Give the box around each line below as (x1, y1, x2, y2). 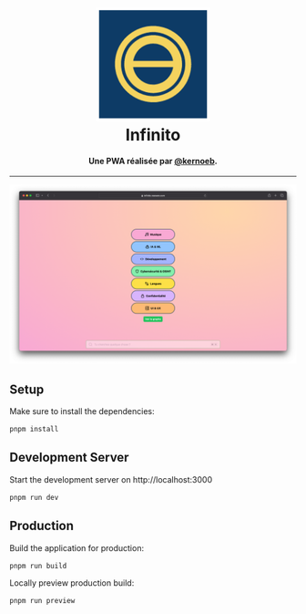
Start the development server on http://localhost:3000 (9, 474, 212, 484)
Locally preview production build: (9, 578, 135, 588)
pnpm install (9, 425, 59, 434)
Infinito (125, 125, 181, 146)
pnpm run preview (9, 597, 76, 606)
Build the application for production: (9, 542, 144, 553)
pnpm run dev (9, 493, 59, 502)
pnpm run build (9, 561, 67, 570)
